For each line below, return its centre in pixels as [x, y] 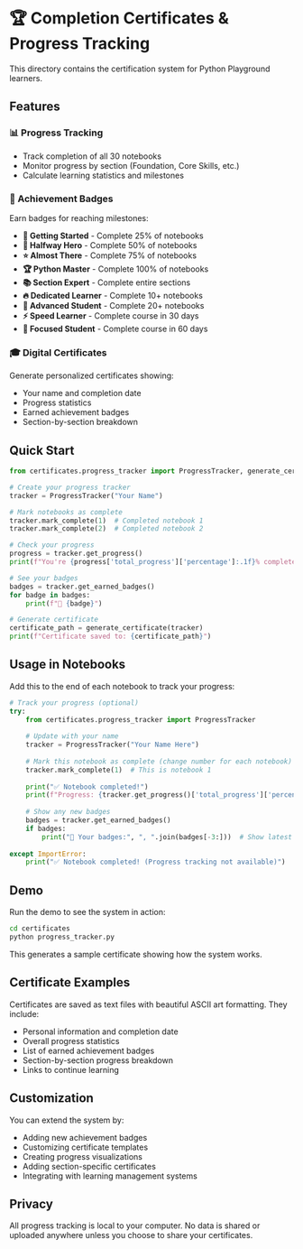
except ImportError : [48, 854]
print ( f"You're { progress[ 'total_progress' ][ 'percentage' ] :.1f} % [134, 562]
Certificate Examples [70, 982]
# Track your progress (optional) [74, 703]
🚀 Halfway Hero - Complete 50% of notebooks [110, 245]
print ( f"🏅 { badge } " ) [64, 603]
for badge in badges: [50, 595]
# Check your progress [52, 545]
